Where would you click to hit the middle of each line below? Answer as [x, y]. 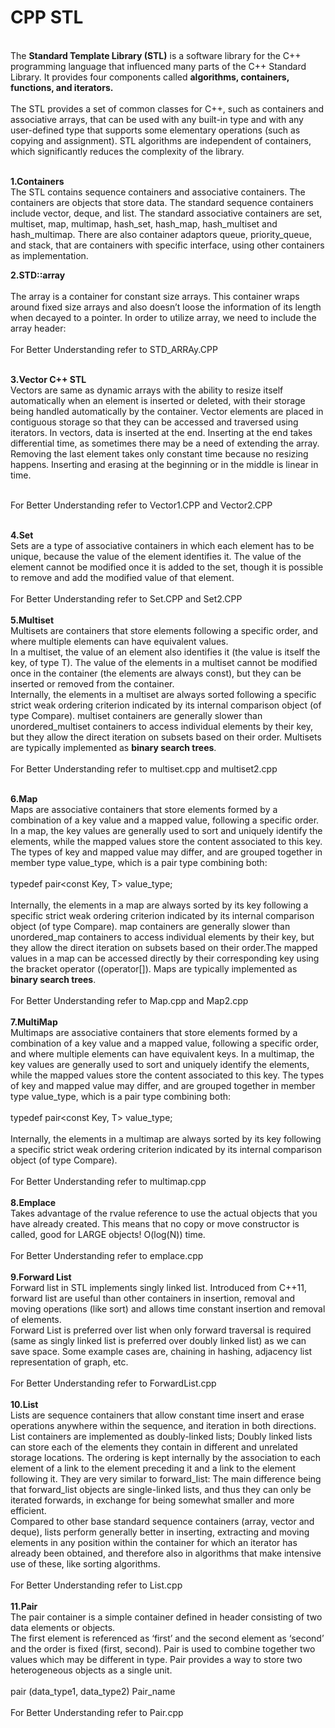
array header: [38, 328]
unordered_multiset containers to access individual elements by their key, [162, 726]
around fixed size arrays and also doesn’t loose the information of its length [166, 307]
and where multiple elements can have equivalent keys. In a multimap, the [162, 1053]
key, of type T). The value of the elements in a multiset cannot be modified [164, 662]
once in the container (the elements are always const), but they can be [156, 673]
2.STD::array [38, 275]
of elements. [36, 1319]
